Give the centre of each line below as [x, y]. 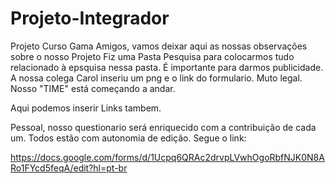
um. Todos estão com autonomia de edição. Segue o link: [128, 138]
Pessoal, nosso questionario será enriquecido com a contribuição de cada [163, 127]
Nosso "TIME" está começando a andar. [93, 88]
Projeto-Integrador [90, 18]
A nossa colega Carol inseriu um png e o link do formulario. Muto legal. [156, 78]
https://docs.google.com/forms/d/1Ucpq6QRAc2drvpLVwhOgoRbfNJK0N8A [167, 157]
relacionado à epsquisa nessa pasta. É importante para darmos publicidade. [167, 67]
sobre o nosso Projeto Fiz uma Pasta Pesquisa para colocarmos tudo [152, 56]
